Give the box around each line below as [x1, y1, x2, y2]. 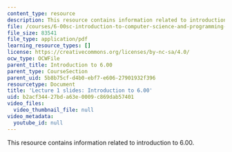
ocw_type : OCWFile [7, 55, 60, 62]
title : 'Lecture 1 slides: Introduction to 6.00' [7, 87, 153, 94]
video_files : [7, 100, 45, 107]
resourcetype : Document [7, 81, 76, 88]
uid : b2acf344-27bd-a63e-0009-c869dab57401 [7, 94, 135, 101]
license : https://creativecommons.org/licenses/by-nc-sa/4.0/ [7, 49, 190, 56]
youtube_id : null [13, 119, 64, 126]
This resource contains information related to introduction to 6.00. [7, 138, 195, 146]
